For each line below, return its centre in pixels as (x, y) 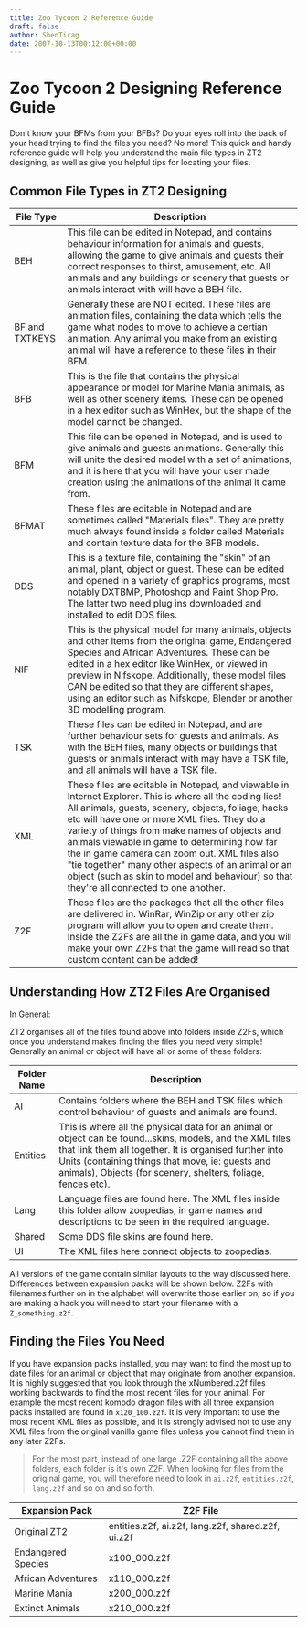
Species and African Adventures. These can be (168, 652)
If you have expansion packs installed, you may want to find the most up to (150, 1363)
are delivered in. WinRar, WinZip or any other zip (171, 914)
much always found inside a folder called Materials (176, 531)
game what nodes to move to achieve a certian (167, 327)
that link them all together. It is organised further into (171, 1149)
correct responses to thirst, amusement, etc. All (169, 266)
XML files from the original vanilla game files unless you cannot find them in (152, 1431)
